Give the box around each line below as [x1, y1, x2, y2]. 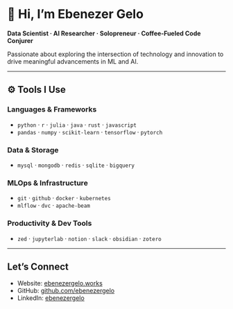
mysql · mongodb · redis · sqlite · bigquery [17, 161, 135, 169]
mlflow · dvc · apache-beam [17, 201, 90, 210]
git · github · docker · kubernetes [17, 194, 111, 202]
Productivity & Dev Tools [7, 218, 92, 228]
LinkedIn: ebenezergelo [17, 294, 85, 302]
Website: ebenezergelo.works [17, 279, 103, 288]
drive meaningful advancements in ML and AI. [7, 57, 139, 65]
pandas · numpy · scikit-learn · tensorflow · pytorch [17, 127, 163, 136]
